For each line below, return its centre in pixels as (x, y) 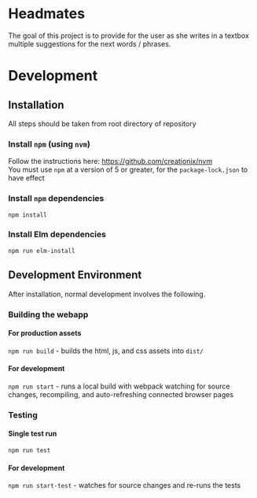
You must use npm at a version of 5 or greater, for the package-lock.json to (128, 169)
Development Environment (75, 275)
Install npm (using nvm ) (49, 144)
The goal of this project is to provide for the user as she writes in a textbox (129, 35)
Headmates (46, 14)
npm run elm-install (42, 251)
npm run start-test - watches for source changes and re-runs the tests (125, 485)
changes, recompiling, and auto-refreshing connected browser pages (121, 394)
